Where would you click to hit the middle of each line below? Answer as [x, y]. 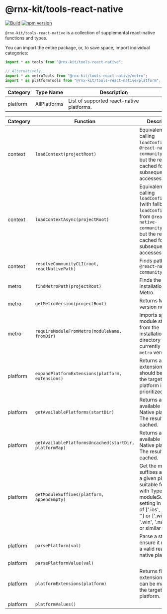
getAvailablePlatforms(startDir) [75, 412]
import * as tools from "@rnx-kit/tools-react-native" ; [64, 62]
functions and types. [26, 38]
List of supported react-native [104, 101]
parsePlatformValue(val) [64, 563]
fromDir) [45, 336]
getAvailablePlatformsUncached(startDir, [85, 443]
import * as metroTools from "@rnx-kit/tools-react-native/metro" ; [77, 76]
